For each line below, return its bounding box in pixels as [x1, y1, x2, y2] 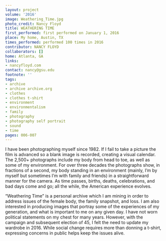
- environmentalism [5, 105, 46, 110]
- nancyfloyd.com [5, 63, 41, 68]
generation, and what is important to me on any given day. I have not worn [5, 209, 158, 215]
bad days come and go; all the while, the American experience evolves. [5, 183, 152, 190]
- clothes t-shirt [5, 95, 43, 100]
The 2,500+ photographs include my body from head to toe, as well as [5, 157, 151, 163]
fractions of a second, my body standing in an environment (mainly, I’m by [5, 168, 158, 174]
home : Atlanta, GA [5, 53, 43, 59]
